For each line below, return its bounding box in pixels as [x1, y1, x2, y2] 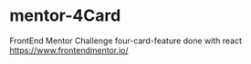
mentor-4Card [9, 5, 121, 26]
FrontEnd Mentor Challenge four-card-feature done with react [9, 35, 243, 46]
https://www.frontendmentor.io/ [9, 44, 130, 55]
